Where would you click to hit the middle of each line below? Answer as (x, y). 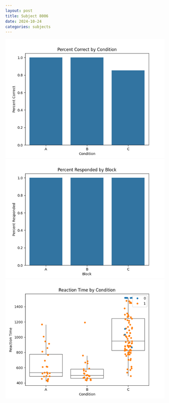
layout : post (19, 11)
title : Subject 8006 (27, 16)
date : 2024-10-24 (24, 21)
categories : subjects (28, 27)
